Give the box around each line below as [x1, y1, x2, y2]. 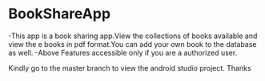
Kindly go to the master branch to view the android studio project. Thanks [8, 63, 251, 72]
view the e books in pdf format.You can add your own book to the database [8, 39, 258, 48]
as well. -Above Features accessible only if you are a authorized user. [8, 48, 238, 57]
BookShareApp [8, 5, 110, 23]
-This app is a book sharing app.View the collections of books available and [8, 31, 258, 40]
